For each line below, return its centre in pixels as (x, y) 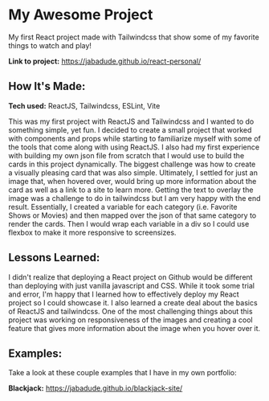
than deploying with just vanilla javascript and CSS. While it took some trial (132, 285)
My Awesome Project (81, 15)
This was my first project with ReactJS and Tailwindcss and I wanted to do (131, 121)
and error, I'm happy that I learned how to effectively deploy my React (124, 294)
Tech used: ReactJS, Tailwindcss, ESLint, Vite (84, 105)
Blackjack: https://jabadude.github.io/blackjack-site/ (96, 388)
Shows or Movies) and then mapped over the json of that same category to (132, 215)
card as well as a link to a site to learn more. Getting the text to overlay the (131, 190)
